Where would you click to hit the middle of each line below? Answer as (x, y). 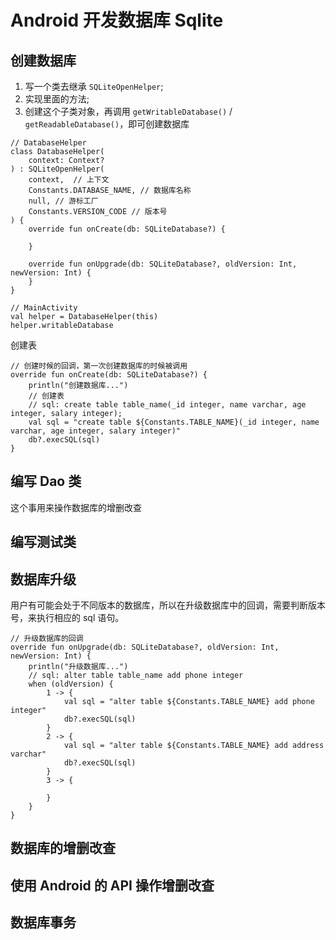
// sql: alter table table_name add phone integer (136, 676)
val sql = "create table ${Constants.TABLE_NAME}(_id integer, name (174, 422)
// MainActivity (44, 308)
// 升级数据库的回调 (47, 639)
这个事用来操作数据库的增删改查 (76, 507)
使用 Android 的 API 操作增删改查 (112, 885)
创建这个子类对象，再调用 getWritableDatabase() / (128, 111)
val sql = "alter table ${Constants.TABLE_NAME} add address (194, 746)
